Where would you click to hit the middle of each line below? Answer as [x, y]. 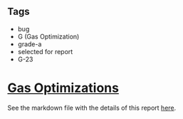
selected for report [45, 51]
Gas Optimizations [63, 88]
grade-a [30, 44]
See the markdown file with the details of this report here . [92, 108]
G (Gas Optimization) [48, 36]
